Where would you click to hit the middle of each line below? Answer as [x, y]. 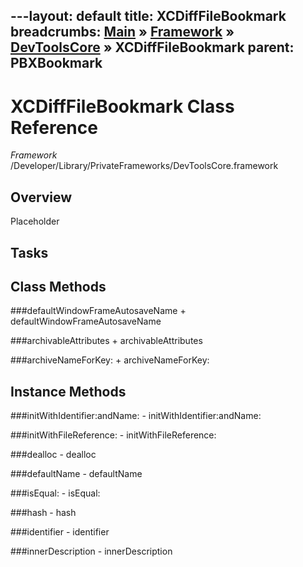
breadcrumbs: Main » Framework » [122, 32]
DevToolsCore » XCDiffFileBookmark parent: [152, 47]
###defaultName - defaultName [76, 474]
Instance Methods [68, 391]
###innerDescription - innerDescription [91, 551]
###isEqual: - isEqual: [55, 493]
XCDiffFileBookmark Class [122, 106]
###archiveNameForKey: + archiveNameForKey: [110, 360]
